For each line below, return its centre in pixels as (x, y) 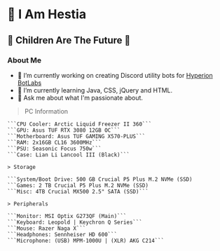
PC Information (46, 111)
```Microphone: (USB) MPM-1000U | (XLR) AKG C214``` (86, 240)
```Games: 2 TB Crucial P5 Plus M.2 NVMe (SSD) (78, 185)
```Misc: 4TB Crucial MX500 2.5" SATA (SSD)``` (78, 191)
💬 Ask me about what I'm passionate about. (80, 97)
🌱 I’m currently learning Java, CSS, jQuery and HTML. (95, 90)
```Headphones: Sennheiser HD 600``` (62, 234)
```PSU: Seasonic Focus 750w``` (54, 149)
